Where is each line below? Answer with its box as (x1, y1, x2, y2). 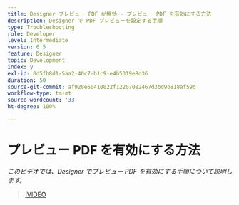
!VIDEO (24, 190, 46, 199)
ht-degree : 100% (7, 103, 56, 110)
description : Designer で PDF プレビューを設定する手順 (7, 17, 163, 24)
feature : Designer (7, 51, 62, 58)
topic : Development (7, 57, 66, 64)
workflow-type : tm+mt (7, 90, 72, 97)
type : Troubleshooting (7, 23, 75, 31)
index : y (7, 63, 34, 70)
